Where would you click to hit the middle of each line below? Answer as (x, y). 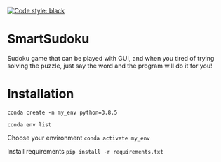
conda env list (29, 125)
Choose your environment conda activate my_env (79, 138)
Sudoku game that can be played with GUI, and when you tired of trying (111, 58)
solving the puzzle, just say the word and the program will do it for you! (110, 66)
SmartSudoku (48, 39)
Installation (41, 94)
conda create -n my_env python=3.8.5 (62, 112)
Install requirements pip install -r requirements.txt (85, 151)
